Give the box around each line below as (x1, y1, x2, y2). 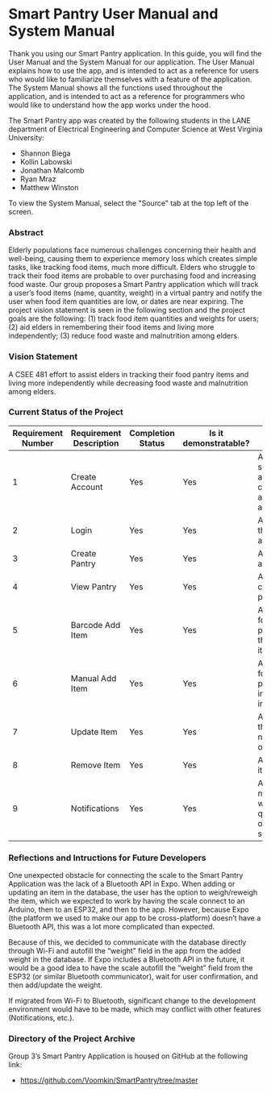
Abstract (8, 226, 44, 238)
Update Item (70, 726, 118, 738)
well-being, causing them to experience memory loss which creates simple (8, 254, 258, 264)
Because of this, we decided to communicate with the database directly (8, 937, 247, 947)
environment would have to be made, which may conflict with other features (8, 1004, 261, 1014)
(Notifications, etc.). (8, 1013, 75, 1023)
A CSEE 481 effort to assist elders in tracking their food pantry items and (8, 369, 249, 379)
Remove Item (70, 759, 121, 771)
